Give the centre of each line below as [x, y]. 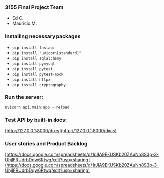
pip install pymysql [33, 64]
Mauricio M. [25, 23]
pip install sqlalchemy [37, 58]
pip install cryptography [39, 85]
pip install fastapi [33, 48]
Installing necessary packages [43, 36]
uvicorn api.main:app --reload [37, 107]
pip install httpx [31, 79]
